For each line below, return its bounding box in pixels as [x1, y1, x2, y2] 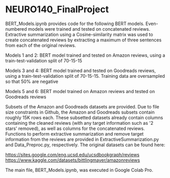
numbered [5, 26, 27, 32]
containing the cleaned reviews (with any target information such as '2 [5, 120, 154, 126]
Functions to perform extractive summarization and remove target [5, 130, 144, 137]
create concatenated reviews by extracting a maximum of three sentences [5, 37, 162, 43]
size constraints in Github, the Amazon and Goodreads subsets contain [5, 109, 155, 115]
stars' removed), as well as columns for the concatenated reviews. [5, 125, 145, 131]
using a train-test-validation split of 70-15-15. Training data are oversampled [5, 73, 165, 79]
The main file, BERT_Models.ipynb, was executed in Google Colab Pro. [5, 167, 153, 173]
